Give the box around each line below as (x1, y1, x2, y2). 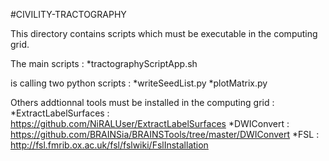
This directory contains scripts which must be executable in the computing (10, 28, 318, 39)
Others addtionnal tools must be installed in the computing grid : (10, 97, 275, 108)
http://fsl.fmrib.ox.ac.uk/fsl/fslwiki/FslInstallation (10, 139, 209, 151)
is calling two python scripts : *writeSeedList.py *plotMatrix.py (10, 77, 268, 89)
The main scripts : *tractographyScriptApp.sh (10, 58, 198, 69)
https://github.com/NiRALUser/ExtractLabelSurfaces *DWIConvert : (10, 118, 290, 129)
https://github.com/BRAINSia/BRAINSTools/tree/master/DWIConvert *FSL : (10, 129, 320, 140)
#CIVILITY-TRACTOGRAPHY (10, 9, 127, 20)
